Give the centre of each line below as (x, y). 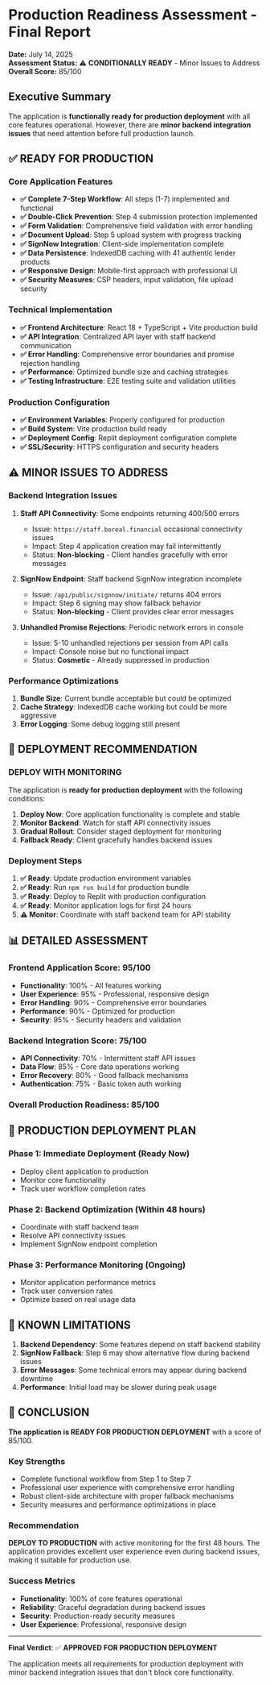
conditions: (27, 798)
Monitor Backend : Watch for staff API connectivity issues (115, 822)
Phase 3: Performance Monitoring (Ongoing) (97, 1265)
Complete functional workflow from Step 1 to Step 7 (105, 1479)
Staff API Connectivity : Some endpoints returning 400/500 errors (129, 513)
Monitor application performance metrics (88, 1283)
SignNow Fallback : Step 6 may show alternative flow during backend (135, 1353)
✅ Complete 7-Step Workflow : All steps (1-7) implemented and (125, 199)
